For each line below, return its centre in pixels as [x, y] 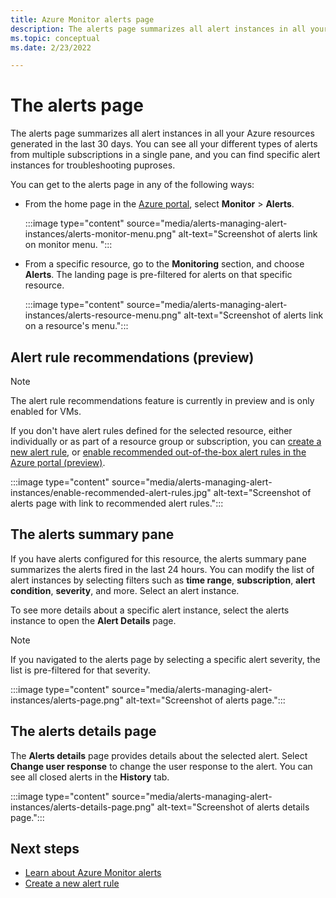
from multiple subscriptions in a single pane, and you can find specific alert [165, 155]
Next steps [45, 849]
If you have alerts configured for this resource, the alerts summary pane [158, 558]
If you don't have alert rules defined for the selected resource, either [151, 430]
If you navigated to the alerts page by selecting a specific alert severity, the [165, 659]
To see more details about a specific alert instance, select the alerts [150, 610]
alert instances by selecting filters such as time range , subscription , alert [163, 580]
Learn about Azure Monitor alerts [93, 873]
